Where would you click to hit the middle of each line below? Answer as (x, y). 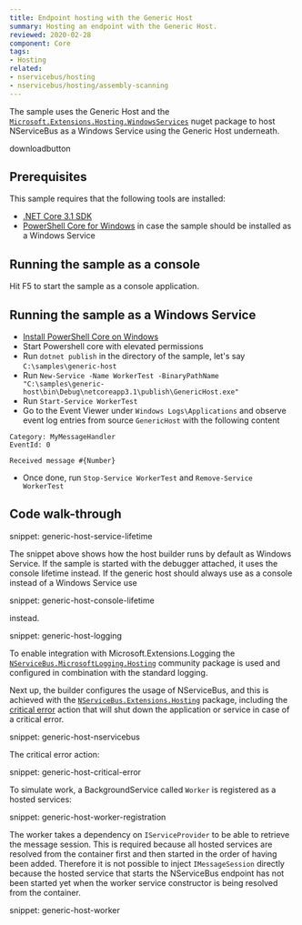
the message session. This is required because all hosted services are (141, 844)
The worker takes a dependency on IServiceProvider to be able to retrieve (150, 834)
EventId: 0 (30, 445)
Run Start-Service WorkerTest (80, 401)
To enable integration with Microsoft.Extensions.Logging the (122, 653)
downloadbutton (40, 148)
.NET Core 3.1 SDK (57, 216)
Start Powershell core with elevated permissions (113, 347)
